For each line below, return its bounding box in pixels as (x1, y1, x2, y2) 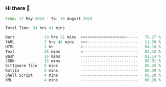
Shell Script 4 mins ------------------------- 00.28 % (5, 73, 161, 78)
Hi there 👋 (5, 5, 31, 12)
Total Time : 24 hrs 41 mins (5, 26, 65, 31)
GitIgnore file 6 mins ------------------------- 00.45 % (5, 63, 161, 69)
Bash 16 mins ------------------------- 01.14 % (5, 54, 161, 59)
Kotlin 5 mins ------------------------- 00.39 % (5, 68, 161, 73)
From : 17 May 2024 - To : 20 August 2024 (5, 16, 93, 21)
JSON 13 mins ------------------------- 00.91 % (5, 58, 161, 63)
